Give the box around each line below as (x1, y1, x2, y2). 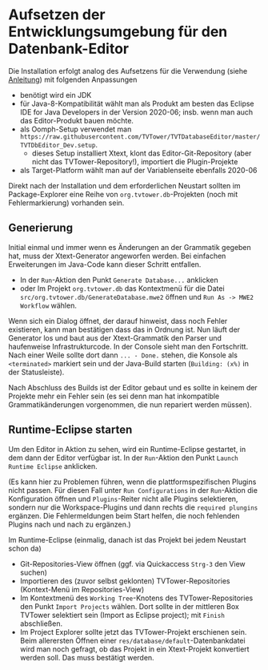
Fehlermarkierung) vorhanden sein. (8, 198, 125, 208)
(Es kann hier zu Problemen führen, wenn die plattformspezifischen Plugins (8, 477, 257, 486)
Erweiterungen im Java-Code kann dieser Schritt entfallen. (8, 259, 202, 269)
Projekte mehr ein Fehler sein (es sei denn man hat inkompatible (8, 391, 220, 401)
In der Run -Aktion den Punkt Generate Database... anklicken (19, 275, 218, 285)
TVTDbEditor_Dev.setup (19, 141, 96, 149)
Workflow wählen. (19, 301, 78, 310)
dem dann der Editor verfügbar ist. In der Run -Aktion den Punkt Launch (8, 453, 238, 462)
